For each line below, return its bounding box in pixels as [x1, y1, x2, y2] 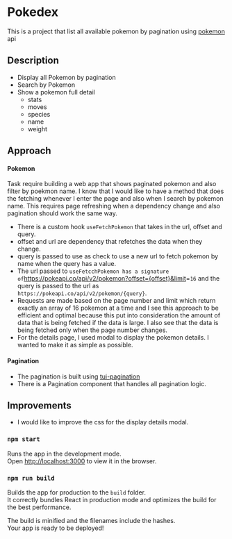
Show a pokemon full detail [17, 88, 95, 96]
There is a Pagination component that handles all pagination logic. [17, 379, 206, 388]
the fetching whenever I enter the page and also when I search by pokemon [7, 194, 224, 203]
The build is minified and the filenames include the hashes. [7, 516, 176, 524]
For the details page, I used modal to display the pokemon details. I [17, 333, 210, 342]
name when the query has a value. [17, 260, 117, 268]
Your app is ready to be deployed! [7, 524, 104, 532]
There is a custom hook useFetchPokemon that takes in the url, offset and [17, 223, 222, 231]
